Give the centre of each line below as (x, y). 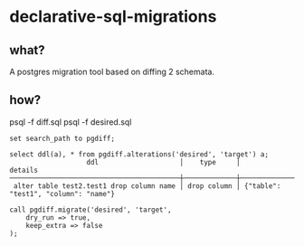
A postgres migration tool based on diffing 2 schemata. (112, 71)
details (24, 170)
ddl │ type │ (164, 162)
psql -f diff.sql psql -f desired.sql (71, 122)
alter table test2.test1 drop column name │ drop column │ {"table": (147, 186)
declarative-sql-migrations (113, 17)
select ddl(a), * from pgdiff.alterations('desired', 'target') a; (139, 154)
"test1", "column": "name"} (62, 194)
